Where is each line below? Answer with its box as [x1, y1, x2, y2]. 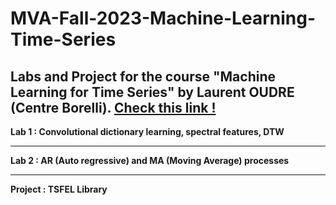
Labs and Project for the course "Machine [10, 68, 277, 85]
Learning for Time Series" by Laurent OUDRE [10, 83, 295, 101]
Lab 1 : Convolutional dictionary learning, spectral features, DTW [10, 126, 285, 137]
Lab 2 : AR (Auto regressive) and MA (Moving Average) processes [10, 155, 290, 166]
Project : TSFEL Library [10, 183, 108, 195]
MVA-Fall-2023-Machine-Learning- [10, 7, 316, 30]
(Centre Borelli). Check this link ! [10, 99, 217, 116]
